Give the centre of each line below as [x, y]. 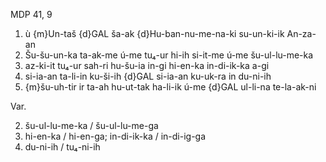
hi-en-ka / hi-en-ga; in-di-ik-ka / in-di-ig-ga [115, 136]
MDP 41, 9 [31, 14]
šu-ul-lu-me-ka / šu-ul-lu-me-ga [91, 125]
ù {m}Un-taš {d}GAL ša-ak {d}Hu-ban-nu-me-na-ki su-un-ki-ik [154, 33]
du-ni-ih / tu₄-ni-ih [62, 147]
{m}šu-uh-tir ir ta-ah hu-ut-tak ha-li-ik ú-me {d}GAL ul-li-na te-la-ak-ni [170, 87]
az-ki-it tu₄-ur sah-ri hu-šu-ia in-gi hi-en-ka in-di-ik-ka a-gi [147, 65]
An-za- [301, 33]
